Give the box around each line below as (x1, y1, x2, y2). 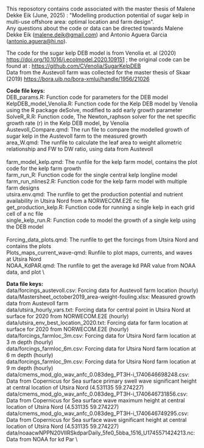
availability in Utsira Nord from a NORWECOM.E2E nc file (6, 197, 149, 204)
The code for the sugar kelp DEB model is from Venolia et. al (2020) (6, 49, 177, 57)
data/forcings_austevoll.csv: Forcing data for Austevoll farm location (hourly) (6, 286, 199, 294)
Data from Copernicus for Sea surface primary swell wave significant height (6, 377, 197, 385)
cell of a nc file (6, 210, 44, 217)
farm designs (6, 184, 40, 191)
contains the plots (6, 243, 52, 249)
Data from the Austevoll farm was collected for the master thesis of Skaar (6, 69, 191, 76)
